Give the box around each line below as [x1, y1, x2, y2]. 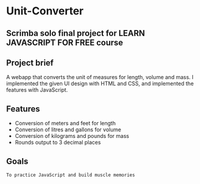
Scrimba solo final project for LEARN [6, 28, 146, 38]
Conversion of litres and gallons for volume [14, 126, 122, 133]
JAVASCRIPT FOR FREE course [6, 37, 123, 47]
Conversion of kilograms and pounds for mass [14, 132, 129, 140]
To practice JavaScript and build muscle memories [6, 172, 135, 178]
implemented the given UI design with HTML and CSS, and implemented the [6, 80, 194, 88]
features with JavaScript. [6, 86, 68, 93]
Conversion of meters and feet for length [14, 120, 116, 127]
